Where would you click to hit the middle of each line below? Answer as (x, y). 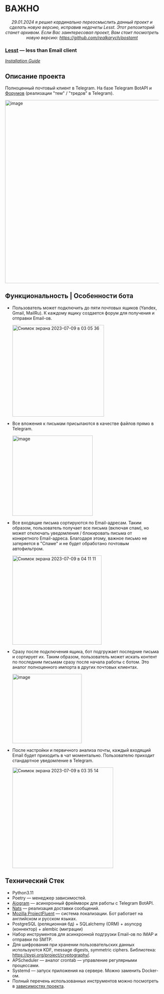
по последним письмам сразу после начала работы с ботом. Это (81, 662)
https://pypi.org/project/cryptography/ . (51, 955)
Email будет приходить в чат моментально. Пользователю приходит (83, 755)
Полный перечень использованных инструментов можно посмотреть (85, 981)
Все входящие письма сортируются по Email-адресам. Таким (77, 523)
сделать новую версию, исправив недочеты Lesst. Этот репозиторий (82, 27)
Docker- (150, 971)
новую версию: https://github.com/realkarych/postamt (82, 38)
